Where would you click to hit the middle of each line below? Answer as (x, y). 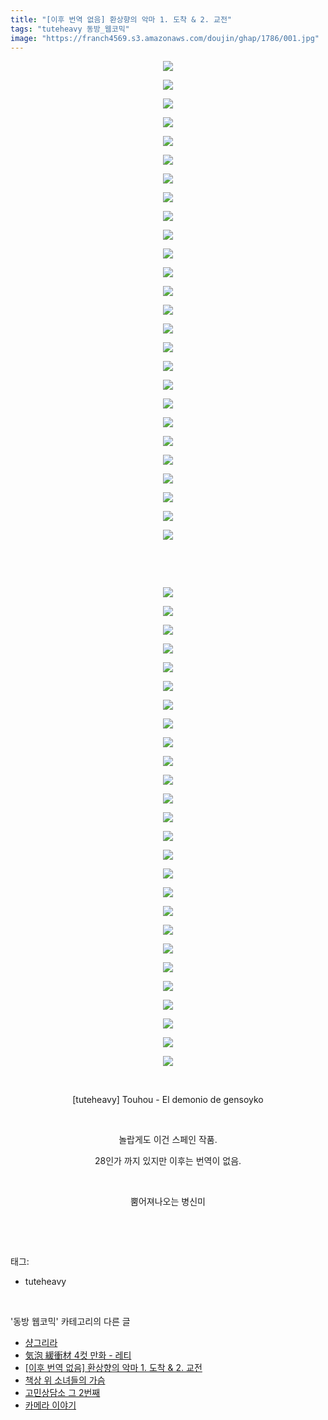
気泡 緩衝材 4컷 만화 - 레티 (78, 1355)
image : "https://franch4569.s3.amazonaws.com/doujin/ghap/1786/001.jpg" (165, 38)
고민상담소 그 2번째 (62, 1393)
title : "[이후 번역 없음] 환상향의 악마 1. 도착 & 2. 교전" (121, 19)
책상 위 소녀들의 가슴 (65, 1380)
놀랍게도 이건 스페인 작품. (168, 1140)
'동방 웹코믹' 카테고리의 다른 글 (70, 1322)
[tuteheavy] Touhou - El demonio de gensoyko (168, 1100)
